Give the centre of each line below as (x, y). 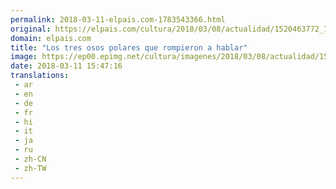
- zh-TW (30, 168)
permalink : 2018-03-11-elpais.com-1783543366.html (118, 19)
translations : (40, 76)
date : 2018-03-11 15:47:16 (66, 66)
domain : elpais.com (51, 38)
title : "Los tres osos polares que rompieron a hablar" (129, 47)
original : (31, 29)
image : (24, 57)
